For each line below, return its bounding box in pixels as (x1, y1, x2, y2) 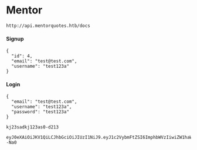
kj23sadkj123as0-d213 (6, 124, 59, 130)
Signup (6, 35, 25, 42)
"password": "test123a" (11, 109, 69, 115)
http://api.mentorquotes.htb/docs (6, 23, 91, 29)
